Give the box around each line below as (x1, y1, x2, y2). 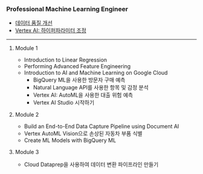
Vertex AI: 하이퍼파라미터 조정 (14, 27, 86, 34)
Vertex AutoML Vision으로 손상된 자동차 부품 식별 (24, 130, 143, 137)
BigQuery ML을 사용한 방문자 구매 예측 (33, 76, 126, 83)
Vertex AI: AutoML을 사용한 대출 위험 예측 (33, 91, 134, 98)
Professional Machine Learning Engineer (6, 5, 129, 13)
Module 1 (14, 45, 38, 52)
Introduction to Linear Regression (24, 56, 108, 63)
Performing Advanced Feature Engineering (24, 63, 131, 70)
